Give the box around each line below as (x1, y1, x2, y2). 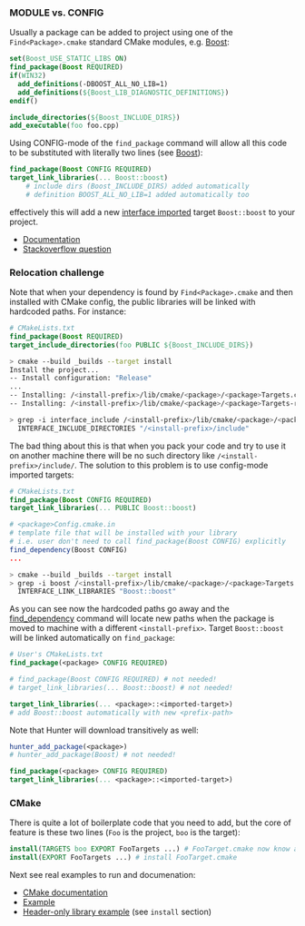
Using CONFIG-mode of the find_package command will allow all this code (9, 138, 288, 149)
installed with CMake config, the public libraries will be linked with (9, 297, 256, 308)
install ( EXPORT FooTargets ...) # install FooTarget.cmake (9, 853, 238, 862)
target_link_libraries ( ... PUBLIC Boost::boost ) (9, 504, 197, 513)
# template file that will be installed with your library (9, 528, 238, 537)
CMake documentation (22, 887, 109, 898)
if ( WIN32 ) (9, 71, 47, 81)
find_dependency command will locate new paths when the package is (9, 613, 275, 624)
